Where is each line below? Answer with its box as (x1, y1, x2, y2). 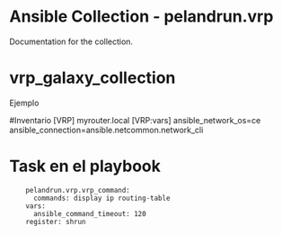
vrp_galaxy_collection (9, 68, 176, 88)
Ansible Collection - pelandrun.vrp (9, 6, 274, 27)
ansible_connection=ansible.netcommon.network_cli (9, 124, 204, 135)
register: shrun (25, 217, 87, 226)
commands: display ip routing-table (32, 194, 171, 203)
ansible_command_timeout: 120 (32, 209, 146, 218)
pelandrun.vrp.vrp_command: (25, 185, 130, 194)
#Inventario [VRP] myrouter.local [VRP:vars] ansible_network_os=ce (9, 114, 261, 125)
